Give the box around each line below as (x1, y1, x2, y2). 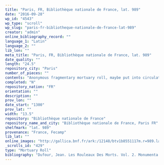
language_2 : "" (5, 43, 36, 48)
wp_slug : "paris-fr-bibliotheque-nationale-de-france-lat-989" (5, 25, 137, 30)
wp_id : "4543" (5, 16, 34, 21)
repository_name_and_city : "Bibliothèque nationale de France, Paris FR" (5, 121, 159, 125)
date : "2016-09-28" (5, 12, 45, 17)
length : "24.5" (5, 62, 36, 66)
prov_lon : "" (5, 98, 32, 103)
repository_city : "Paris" (5, 66, 58, 71)
